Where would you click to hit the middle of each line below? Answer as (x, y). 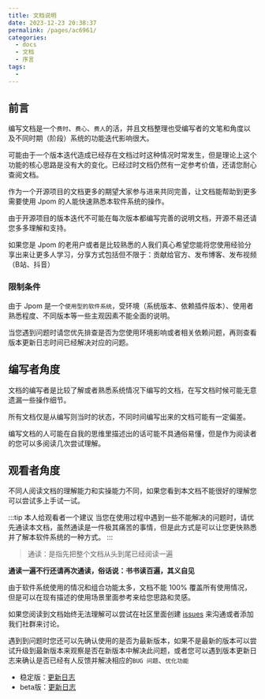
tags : (17, 67)
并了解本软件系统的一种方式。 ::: (61, 537)
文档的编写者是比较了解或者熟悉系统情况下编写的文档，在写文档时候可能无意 (132, 390)
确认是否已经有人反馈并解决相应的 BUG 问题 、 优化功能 (105, 660)
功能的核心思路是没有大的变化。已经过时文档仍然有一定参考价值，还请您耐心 (132, 165)
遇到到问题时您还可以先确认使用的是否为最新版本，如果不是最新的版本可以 (129, 641)
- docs (26, 45)
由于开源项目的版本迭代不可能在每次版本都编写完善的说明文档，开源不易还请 (132, 219)
